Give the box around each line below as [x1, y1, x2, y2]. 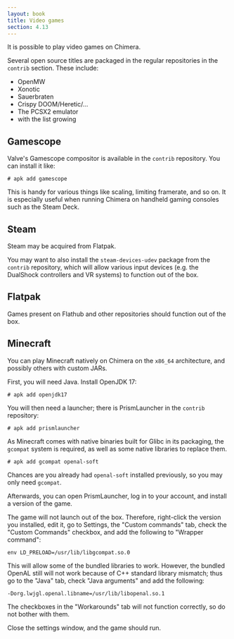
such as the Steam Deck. [7, 202, 79, 212]
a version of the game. [7, 499, 72, 508]
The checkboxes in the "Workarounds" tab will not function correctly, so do [7, 602, 226, 611]
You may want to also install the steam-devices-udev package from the [7, 255, 211, 264]
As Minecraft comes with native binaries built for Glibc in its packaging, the [7, 437, 224, 445]
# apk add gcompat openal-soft [7, 458, 99, 465]
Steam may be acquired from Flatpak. [7, 242, 117, 250]
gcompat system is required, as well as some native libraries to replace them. [7, 444, 227, 453]
